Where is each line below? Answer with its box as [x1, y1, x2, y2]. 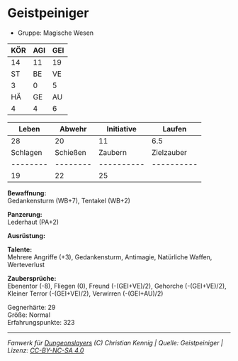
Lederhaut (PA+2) [7, 217, 59, 226]
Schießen [55, 147, 86, 157]
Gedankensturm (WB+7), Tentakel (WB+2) [7, 196, 131, 205]
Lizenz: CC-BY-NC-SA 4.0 [7, 346, 84, 355]
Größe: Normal [7, 311, 51, 319]
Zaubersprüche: [7, 274, 57, 282]
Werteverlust [7, 260, 45, 269]
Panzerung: [7, 210, 42, 218]
